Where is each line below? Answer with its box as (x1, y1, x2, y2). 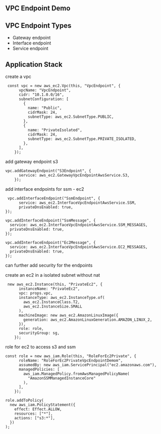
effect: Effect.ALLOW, (14, 407, 62, 412)
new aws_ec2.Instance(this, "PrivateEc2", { (7, 282, 102, 287)
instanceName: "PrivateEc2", (18, 286, 80, 291)
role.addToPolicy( (5, 398, 44, 403)
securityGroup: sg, (18, 331, 60, 336)
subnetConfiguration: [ (18, 97, 69, 102)
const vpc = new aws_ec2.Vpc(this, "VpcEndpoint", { (7, 83, 121, 89)
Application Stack (5, 60, 63, 69)
